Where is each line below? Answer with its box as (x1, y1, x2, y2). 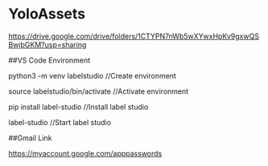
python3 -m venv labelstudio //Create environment (8, 71, 177, 80)
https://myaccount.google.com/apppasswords (8, 148, 163, 158)
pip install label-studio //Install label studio (8, 102, 149, 111)
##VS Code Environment (8, 55, 91, 65)
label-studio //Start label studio (8, 117, 111, 127)
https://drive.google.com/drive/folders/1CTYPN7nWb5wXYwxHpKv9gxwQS (8, 31, 260, 41)
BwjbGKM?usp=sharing (8, 39, 87, 49)
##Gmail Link (8, 133, 52, 143)
